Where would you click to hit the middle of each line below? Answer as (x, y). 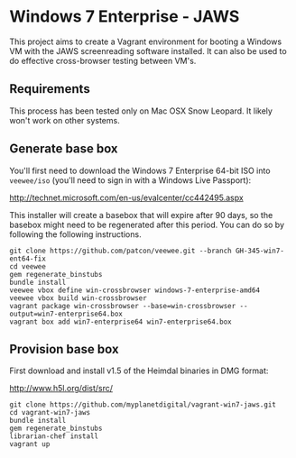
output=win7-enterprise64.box (66, 314)
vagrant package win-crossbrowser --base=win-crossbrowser (123, 306)
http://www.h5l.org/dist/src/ (61, 389)
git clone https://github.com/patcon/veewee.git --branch (120, 251)
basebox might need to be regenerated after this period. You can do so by (147, 224)
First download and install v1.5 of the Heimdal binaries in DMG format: (139, 371)
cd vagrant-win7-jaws (50, 413)
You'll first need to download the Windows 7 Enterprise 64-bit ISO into (140, 170)
